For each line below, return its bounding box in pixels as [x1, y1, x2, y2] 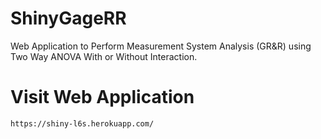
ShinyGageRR [10, 7, 127, 30]
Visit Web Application [10, 86, 195, 109]
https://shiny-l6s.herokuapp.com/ [10, 118, 155, 129]
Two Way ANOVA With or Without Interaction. [10, 50, 198, 62]
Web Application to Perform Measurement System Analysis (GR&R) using [10, 40, 312, 52]
